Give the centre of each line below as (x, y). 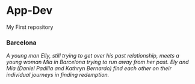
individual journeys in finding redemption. (58, 75)
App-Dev (29, 10)
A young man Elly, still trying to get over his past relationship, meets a (93, 56)
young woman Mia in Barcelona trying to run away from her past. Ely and (97, 62)
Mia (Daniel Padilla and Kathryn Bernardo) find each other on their (89, 68)
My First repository (30, 27)
